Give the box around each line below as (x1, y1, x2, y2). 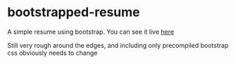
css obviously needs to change (7, 49, 98, 57)
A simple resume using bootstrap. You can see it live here (7, 27, 175, 36)
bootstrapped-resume (7, 4, 140, 20)
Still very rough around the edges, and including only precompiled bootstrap (7, 41, 229, 49)
